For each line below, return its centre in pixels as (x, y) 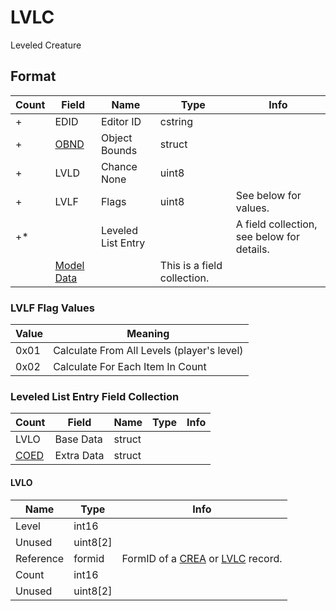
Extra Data (79, 456)
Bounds (119, 150)
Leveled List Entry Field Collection (95, 396)
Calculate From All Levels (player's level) (148, 351)
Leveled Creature (46, 45)
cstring (176, 121)
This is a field (191, 265)
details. (252, 249)
